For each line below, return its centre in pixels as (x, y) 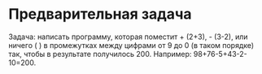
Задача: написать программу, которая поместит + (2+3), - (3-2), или (128, 37)
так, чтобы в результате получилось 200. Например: (100, 54)
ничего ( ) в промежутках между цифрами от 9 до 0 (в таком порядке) (131, 45)
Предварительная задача (100, 14)
